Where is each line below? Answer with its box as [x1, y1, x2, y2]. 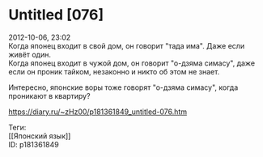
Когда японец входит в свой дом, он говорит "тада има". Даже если [8, 40, 245, 50]
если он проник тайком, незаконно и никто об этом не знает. [8, 66, 220, 76]
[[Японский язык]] [8, 131, 71, 141]
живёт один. [8, 49, 51, 59]
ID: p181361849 [8, 139, 59, 149]
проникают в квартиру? [8, 91, 91, 100]
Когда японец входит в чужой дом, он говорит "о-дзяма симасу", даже [8, 58, 256, 68]
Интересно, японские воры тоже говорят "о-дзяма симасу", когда [8, 83, 239, 92]
